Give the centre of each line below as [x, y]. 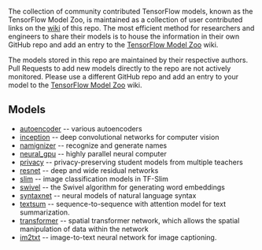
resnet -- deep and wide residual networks [89, 170]
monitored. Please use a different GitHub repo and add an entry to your [123, 77]
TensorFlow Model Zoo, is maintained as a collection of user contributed [125, 20]
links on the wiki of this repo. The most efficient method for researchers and [131, 28]
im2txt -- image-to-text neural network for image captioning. [118, 237]
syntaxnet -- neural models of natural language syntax [108, 195]
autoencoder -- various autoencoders [81, 128]
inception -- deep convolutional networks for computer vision [119, 137]
